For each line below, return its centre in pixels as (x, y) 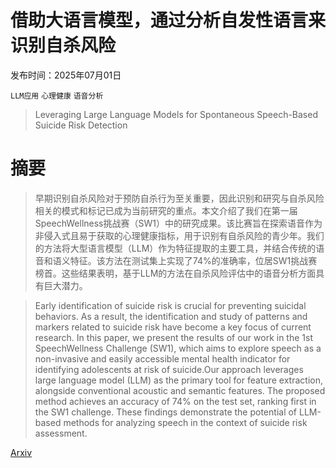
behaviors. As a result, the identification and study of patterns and (171, 316)
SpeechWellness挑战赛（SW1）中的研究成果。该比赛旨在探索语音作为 (178, 223)
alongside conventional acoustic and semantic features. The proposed (180, 390)
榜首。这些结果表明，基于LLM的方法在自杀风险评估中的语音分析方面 (175, 273)
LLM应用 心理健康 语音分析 (57, 96)
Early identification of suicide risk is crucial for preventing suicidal (170, 305)
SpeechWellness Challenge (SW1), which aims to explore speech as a (178, 348)
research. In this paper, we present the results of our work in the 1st (173, 337)
